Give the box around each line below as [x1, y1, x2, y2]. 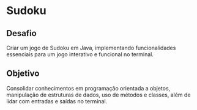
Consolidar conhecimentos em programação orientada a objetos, [6, 84, 171, 92]
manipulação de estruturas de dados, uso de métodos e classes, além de [6, 91, 191, 98]
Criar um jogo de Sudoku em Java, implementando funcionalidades [6, 44, 176, 51]
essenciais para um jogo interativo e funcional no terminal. [6, 51, 154, 58]
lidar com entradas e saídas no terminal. [6, 97, 108, 105]
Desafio [6, 28, 37, 38]
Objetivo [6, 68, 40, 79]
